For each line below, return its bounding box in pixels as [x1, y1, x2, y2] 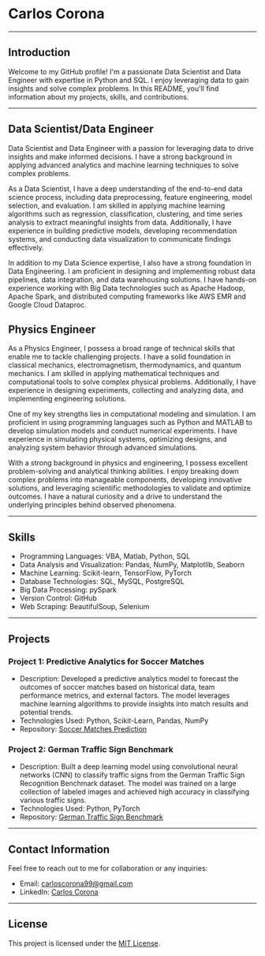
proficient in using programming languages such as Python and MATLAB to [8, 418, 252, 427]
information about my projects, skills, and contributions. [8, 92, 189, 101]
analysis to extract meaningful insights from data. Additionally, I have [8, 217, 232, 227]
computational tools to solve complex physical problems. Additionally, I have [8, 377, 256, 387]
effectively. [8, 243, 45, 252]
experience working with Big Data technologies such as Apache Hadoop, [8, 283, 246, 292]
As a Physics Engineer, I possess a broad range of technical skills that [8, 344, 235, 353]
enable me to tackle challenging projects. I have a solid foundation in [8, 352, 231, 362]
